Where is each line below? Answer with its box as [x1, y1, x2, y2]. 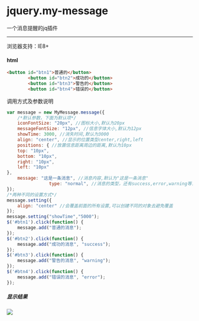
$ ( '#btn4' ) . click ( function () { [6, 269, 84, 275]
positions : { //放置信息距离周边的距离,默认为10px [17, 142, 132, 148]
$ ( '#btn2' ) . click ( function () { [6, 235, 84, 242]
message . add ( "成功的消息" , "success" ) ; [17, 241, 111, 247]
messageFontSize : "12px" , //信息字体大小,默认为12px [17, 126, 142, 132]
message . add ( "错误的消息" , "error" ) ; [17, 274, 106, 280]
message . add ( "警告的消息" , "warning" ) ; [17, 258, 111, 264]
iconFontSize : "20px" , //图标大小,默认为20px [17, 120, 125, 127]
